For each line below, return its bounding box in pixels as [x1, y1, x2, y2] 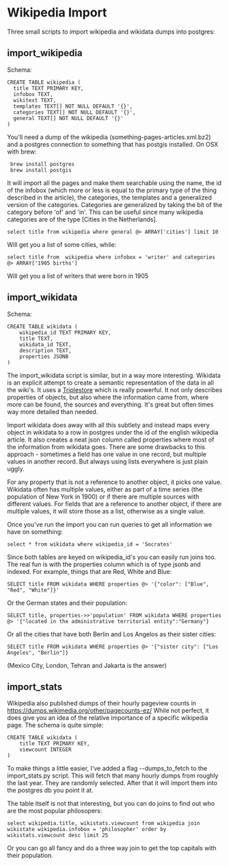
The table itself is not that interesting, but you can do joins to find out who [7, 799, 215, 808]
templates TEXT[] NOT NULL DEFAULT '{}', [13, 103, 133, 110]
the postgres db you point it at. [7, 786, 94, 795]
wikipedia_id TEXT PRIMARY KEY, [19, 329, 111, 336]
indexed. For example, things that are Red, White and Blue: [7, 567, 172, 575]
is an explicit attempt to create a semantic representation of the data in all [7, 378, 214, 387]
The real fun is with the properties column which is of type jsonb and [7, 560, 201, 568]
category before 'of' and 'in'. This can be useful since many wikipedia [7, 208, 204, 216]
